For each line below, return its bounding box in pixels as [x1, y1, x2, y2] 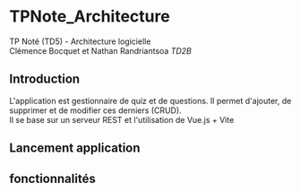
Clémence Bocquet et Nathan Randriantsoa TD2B [9, 45, 193, 56]
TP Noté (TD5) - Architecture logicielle [9, 36, 151, 47]
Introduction [9, 72, 81, 87]
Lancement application [9, 141, 141, 156]
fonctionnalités [9, 170, 96, 186]
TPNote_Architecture [9, 6, 170, 27]
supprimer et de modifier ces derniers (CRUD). [9, 105, 182, 116]
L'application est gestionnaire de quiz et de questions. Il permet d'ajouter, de [9, 95, 292, 106]
